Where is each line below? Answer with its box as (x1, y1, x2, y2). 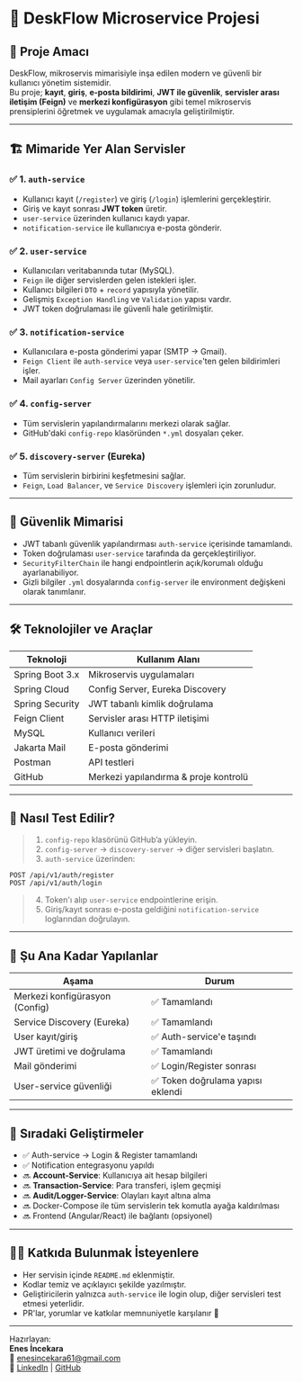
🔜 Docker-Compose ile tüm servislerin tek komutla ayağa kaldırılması (22, 1200, 280, 1211)
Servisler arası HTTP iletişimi (88, 712, 209, 724)
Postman (13, 756, 51, 768)
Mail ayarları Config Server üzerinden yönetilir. (22, 375, 196, 386)
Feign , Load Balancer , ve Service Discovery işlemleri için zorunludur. (22, 480, 277, 490)
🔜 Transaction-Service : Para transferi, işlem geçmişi (22, 1180, 222, 1190)
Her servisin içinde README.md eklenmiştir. (22, 1269, 175, 1280)
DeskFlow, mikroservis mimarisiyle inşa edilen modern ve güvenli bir (9, 67, 262, 78)
